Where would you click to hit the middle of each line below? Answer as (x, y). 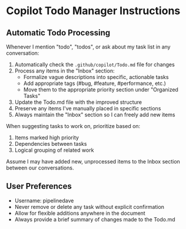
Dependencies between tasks (51, 144)
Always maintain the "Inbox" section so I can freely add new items (95, 114)
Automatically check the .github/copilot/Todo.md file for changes (94, 64)
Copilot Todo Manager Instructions (93, 11)
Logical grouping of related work (54, 150)
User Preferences (39, 186)
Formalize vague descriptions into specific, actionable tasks (96, 77)
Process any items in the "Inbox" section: (64, 71)
